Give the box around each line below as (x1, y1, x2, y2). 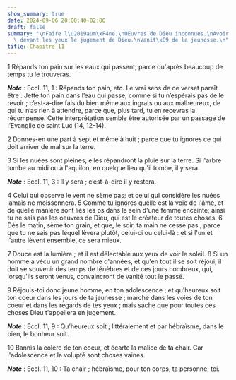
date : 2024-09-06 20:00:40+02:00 (7, 17, 106, 24)
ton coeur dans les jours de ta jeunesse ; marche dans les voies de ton (7, 294, 213, 302)
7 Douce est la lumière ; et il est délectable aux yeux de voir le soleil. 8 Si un (7, 250, 228, 258)
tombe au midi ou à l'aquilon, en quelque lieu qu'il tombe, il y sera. (7, 164, 200, 172)
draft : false (7, 23, 46, 30)
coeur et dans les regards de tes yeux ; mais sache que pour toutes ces (7, 301, 216, 309)
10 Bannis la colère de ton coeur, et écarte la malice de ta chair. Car (7, 343, 203, 352)
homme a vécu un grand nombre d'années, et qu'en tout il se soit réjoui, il (7, 257, 222, 266)
